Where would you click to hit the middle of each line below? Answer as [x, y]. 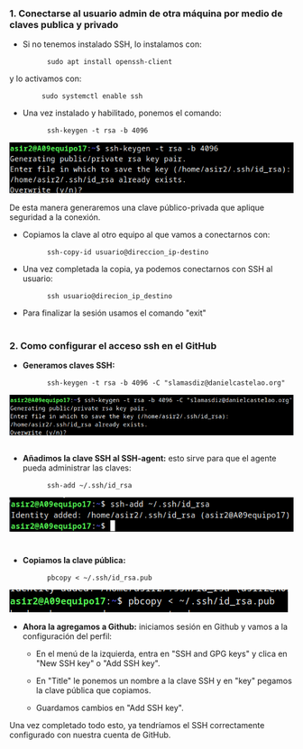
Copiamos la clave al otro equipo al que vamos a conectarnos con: [146, 235]
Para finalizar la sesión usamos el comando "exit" [115, 313]
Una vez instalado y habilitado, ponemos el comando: [122, 113]
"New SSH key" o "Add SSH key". [98, 663]
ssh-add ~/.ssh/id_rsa [89, 486]
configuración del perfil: [67, 636]
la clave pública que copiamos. [93, 690]
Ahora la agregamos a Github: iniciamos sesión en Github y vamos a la [155, 626]
